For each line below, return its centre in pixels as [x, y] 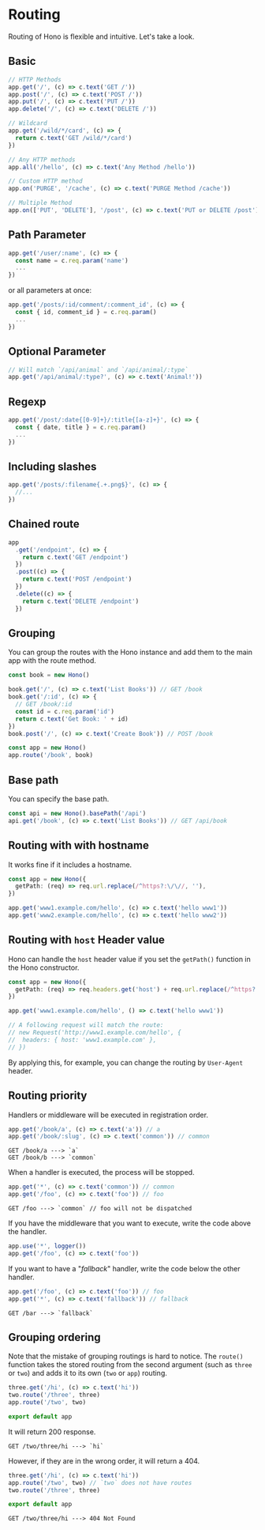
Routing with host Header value [87, 940]
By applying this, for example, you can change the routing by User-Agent [125, 1062]
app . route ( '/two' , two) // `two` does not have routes [100, 1483]
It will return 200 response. [52, 1432]
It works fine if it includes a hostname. [70, 865]
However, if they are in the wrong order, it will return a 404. [104, 1460]
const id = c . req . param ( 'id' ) [65, 711]
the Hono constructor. [44, 968]
